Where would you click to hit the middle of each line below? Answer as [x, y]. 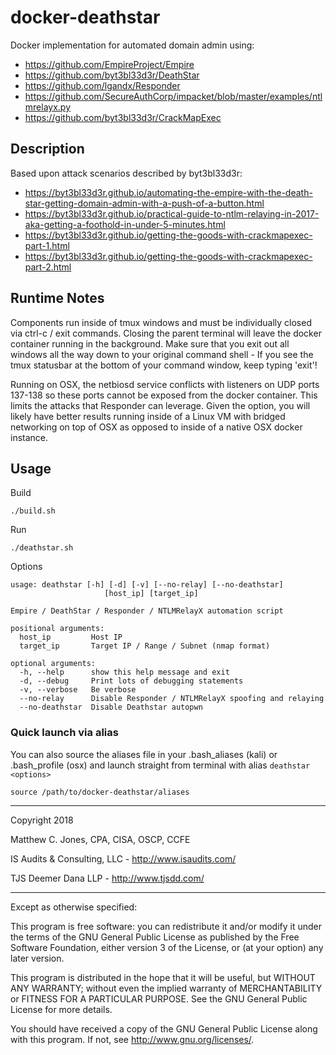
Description [47, 149]
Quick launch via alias [64, 733]
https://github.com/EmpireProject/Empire [109, 64]
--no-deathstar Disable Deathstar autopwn [111, 707]
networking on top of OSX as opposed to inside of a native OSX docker [156, 427]
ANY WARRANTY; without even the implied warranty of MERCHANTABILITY [166, 988]
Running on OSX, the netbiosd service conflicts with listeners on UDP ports [165, 384]
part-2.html [48, 267]
